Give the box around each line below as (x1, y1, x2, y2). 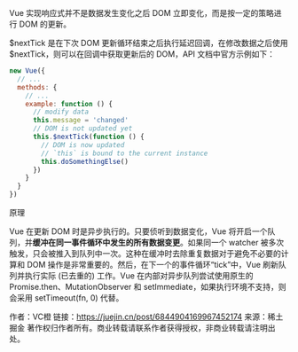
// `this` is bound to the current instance (41, 149, 208, 158)
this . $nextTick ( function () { (32, 132, 145, 141)
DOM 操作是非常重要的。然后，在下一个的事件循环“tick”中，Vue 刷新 (26, 260, 279, 270)
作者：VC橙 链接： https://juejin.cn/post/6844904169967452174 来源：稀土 (9, 311, 284, 322)
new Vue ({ (9, 66, 46, 75)
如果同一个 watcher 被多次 (187, 238, 285, 247)
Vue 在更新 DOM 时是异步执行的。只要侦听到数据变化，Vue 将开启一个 (9, 226, 268, 237)
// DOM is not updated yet (32, 124, 133, 133)
